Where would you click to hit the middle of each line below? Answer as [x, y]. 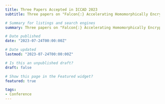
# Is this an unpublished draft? [39, 63]
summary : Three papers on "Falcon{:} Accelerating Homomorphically [76, 27]
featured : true [21, 81]
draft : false [18, 67]
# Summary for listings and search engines [50, 23]
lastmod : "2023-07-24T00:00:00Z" [39, 54]
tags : [11, 90]
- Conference [18, 94]
